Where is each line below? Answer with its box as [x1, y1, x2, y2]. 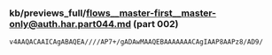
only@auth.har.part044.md [9, 17, 131, 30]
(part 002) [132, 17, 179, 30]
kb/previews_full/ [9, 7, 87, 19]
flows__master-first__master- [85, 7, 217, 19]
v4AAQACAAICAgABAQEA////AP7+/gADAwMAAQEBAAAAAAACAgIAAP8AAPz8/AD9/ [9, 38, 264, 46]
